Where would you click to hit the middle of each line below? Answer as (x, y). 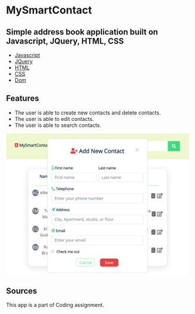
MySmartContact (49, 10)
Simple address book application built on (82, 32)
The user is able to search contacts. (58, 125)
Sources (22, 291)
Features (23, 98)
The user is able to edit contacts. (54, 119)
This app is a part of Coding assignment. (55, 305)
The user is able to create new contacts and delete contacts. (88, 113)
